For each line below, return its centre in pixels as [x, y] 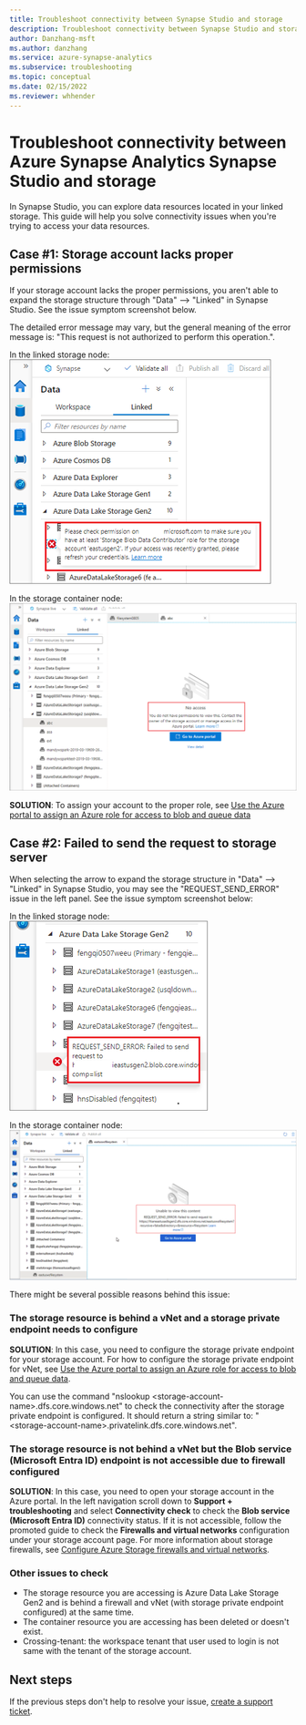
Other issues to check [59, 1573]
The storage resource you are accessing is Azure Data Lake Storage [151, 1593]
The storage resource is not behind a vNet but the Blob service [151, 1449]
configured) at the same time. [78, 1612]
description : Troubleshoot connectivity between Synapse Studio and [142, 29]
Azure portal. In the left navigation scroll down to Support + [121, 1501]
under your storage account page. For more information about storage [141, 1539]
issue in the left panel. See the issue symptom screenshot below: [131, 898]
